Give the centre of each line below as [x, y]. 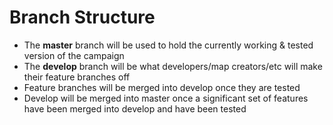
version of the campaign [74, 55]
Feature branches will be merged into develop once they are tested [162, 87]
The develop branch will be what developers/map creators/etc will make [173, 66]
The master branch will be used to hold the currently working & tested [168, 45]
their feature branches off [77, 77]
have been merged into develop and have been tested [135, 108]
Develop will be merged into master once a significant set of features [166, 98]
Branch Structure [82, 17]
